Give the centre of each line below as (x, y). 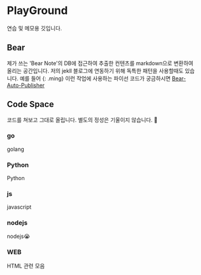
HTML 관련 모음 (26, 266)
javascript (19, 207)
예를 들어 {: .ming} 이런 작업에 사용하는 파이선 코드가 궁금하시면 (95, 78)
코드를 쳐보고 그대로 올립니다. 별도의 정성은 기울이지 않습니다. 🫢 (82, 120)
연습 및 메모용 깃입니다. (35, 28)
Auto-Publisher (26, 85)
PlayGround (37, 11)
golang (16, 149)
